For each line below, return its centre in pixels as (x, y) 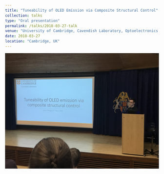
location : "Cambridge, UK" (32, 42)
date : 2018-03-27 (23, 36)
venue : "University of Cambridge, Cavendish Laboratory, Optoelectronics (82, 31)
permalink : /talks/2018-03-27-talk (41, 26)
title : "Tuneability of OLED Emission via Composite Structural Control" (82, 10)
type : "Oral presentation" (32, 21)
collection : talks (24, 15)
